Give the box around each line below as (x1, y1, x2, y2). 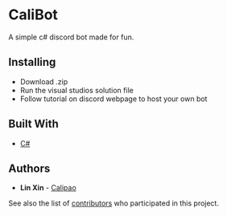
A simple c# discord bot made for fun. (8, 32, 134, 42)
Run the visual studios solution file (19, 85, 134, 95)
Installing (8, 55, 56, 69)
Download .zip (19, 76, 68, 86)
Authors (8, 161, 51, 175)
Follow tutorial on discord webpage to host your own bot (19, 94, 208, 104)
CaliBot (8, 6, 59, 24)
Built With (8, 117, 59, 131)
